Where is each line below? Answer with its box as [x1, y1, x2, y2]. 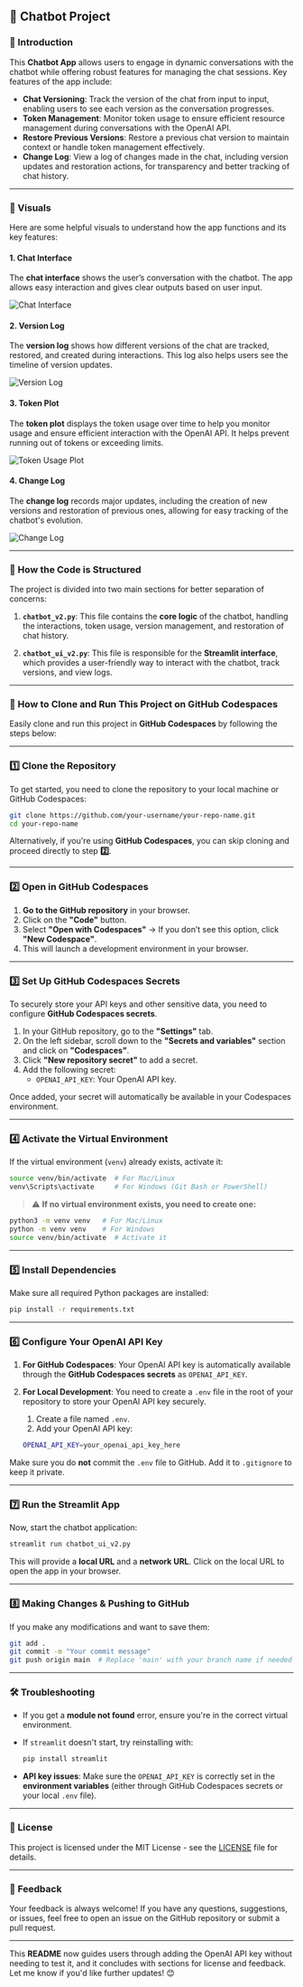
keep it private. [9, 1467, 65, 1478]
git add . [9, 1639, 47, 1648]
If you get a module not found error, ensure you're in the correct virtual [22, 1710, 289, 1721]
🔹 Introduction [9, 36, 74, 49]
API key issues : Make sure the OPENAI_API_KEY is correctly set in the [22, 1771, 275, 1782]
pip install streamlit [22, 1755, 108, 1764]
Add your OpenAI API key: [35, 1424, 133, 1434]
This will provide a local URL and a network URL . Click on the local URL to [9, 1556, 285, 1567]
